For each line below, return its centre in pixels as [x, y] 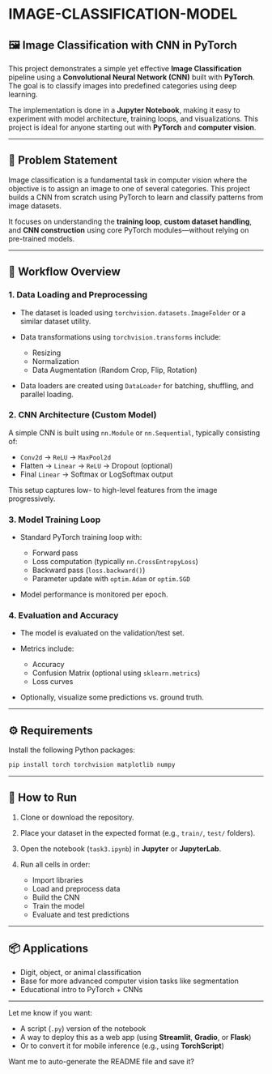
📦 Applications [49, 949]
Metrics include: [47, 648]
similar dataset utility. [55, 321]
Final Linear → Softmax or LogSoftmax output [97, 474]
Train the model [58, 905]
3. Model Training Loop [55, 520]
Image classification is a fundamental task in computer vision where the [128, 180]
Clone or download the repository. [77, 817]
